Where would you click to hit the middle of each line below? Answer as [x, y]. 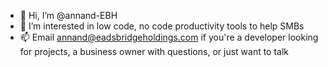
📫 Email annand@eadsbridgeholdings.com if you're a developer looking [169, 37]
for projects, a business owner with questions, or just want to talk [154, 51]
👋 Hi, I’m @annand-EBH [68, 15]
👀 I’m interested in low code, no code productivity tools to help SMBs [162, 26]
